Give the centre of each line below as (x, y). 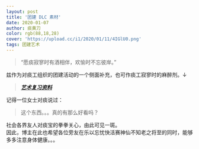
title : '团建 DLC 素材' (33, 17)
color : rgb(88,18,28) (33, 34)
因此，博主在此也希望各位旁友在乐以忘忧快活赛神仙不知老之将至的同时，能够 (99, 132)
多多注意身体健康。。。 (32, 140)
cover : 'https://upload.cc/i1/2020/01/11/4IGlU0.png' (74, 39)
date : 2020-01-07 (28, 22)
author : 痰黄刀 (23, 28)
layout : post (22, 12)
